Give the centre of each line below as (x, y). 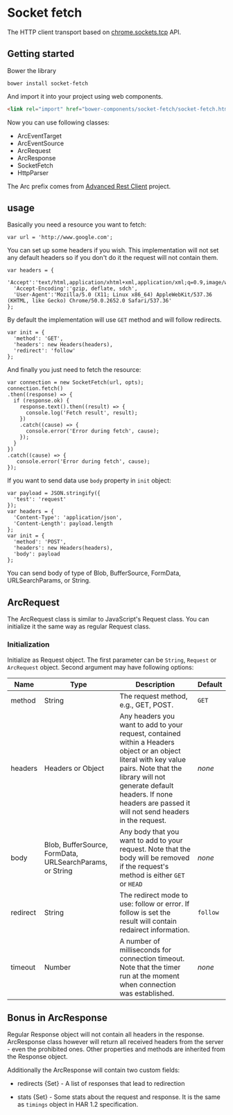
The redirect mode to (154, 895)
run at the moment (149, 976)
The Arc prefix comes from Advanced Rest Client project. (89, 186)
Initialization (28, 644)
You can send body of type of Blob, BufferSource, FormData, (94, 573)
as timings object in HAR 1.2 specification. (78, 1105)
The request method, (154, 696)
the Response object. (37, 1057)
